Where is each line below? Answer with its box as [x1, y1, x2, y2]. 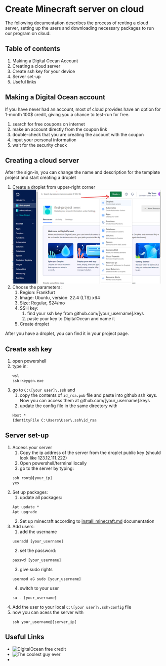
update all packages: [19, 494, 63, 500]
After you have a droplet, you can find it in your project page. [5, 331, 129, 336]
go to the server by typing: [19, 465, 74, 471]
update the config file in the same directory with [19, 403, 118, 409]
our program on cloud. [5, 30, 51, 36]
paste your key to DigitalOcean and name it [27, 316, 115, 322]
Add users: [12, 523, 35, 529]
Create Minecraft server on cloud [5, 3, 144, 15]
